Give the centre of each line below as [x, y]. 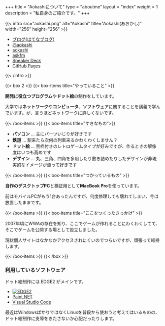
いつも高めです [36, 152]
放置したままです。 [24, 202]
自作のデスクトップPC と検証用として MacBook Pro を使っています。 [73, 186]
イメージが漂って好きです [51, 165]
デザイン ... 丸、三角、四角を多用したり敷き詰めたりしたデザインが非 [82, 159]
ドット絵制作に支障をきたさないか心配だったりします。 [61, 319]
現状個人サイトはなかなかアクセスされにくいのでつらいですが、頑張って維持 [82, 240]
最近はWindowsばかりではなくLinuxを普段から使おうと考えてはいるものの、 [82, 312]
